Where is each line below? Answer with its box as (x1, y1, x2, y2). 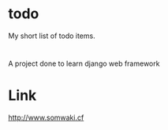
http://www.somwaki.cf (8, 113, 84, 123)
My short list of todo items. (8, 31, 96, 40)
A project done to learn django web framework (8, 59, 160, 68)
